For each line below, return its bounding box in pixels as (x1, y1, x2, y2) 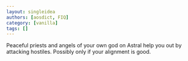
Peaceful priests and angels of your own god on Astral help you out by (6, 42, 182, 49)
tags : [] (6, 25, 28, 32)
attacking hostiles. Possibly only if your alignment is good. (6, 48, 151, 56)
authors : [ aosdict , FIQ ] (6, 14, 69, 20)
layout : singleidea (6, 8, 56, 15)
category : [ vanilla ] (6, 20, 59, 26)
